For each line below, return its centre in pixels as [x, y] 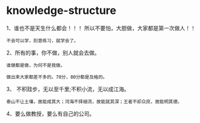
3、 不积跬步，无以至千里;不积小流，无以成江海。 [68, 89]
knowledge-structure [61, 11]
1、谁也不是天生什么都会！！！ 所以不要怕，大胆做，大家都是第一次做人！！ [101, 28]
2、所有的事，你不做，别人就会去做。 [53, 53]
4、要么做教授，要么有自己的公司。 [51, 113]
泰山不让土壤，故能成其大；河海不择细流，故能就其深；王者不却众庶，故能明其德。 [94, 101]
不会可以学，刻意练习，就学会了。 [42, 41]
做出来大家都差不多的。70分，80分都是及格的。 [57, 77]
